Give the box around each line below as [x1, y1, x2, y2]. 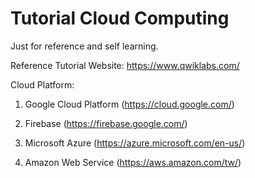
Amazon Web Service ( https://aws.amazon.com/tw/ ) [24, 156, 242, 168]
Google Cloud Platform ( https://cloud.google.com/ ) [24, 98, 235, 110]
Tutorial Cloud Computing [10, 7, 230, 30]
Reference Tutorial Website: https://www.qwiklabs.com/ [10, 59, 240, 71]
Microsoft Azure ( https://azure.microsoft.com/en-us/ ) [24, 137, 246, 149]
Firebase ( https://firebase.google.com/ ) [24, 117, 188, 129]
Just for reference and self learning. [10, 40, 159, 52]
